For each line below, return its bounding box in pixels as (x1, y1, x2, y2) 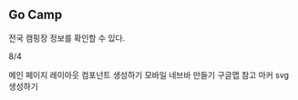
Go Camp (8, 7, 63, 23)
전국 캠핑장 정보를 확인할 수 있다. (8, 32, 126, 44)
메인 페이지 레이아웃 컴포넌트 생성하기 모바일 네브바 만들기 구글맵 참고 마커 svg (8, 69, 289, 80)
